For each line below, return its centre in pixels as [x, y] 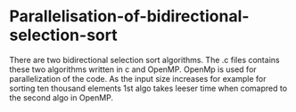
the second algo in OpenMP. [62, 97]
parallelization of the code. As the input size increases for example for [138, 78]
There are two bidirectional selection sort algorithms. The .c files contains [144, 60]
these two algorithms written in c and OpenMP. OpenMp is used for [133, 69]
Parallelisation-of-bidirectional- [129, 16]
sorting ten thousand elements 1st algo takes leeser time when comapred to [148, 88]
